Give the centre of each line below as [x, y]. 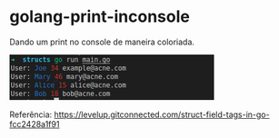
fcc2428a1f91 [35, 123]
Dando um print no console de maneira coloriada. [102, 42]
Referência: [31, 114]
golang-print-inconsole [100, 17]
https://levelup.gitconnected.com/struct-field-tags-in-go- [162, 114]
